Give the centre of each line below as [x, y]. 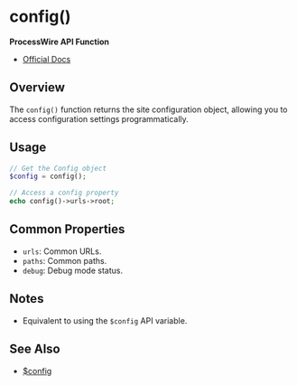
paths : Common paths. [65, 260]
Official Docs [46, 59]
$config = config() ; [48, 177]
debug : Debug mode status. [73, 270]
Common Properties [67, 229]
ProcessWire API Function [60, 42]
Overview [37, 88]
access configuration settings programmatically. [99, 118]
